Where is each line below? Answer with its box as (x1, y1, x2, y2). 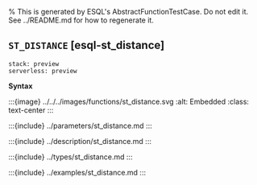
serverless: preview (8, 67, 78, 75)
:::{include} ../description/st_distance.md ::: (8, 136, 151, 146)
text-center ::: (8, 105, 54, 115)
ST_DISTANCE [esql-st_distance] (8, 39, 165, 52)
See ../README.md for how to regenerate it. (8, 15, 155, 25)
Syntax (8, 80, 33, 91)
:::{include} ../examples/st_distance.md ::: (8, 167, 147, 177)
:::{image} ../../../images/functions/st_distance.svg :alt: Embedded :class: (8, 97, 250, 106)
